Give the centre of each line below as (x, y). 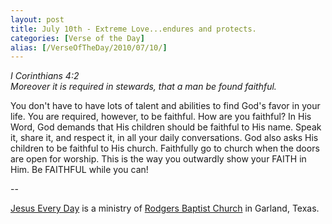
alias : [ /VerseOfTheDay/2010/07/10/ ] (89, 47)
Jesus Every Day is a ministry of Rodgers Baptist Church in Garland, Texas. (165, 208)
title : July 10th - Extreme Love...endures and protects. (133, 29)
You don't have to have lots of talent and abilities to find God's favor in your (165, 106)
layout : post (37, 19)
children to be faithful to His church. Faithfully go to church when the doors (165, 148)
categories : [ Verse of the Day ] (77, 38)
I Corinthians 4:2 (45, 76)
